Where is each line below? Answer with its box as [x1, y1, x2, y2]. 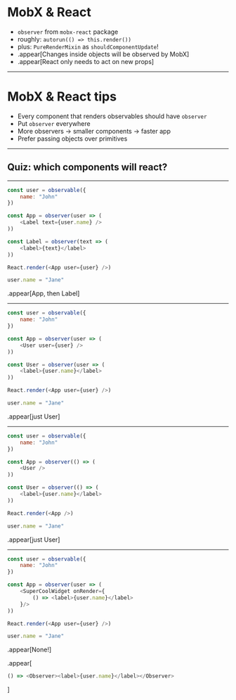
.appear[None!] [7, 645, 52, 654]
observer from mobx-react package [17, 27, 119, 36]
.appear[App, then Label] [7, 289, 80, 298]
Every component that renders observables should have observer [17, 112, 207, 120]
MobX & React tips [7, 89, 117, 105]
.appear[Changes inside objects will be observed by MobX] [17, 50, 190, 58]
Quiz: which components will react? [7, 161, 168, 173]
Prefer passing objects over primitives [17, 134, 128, 143]
